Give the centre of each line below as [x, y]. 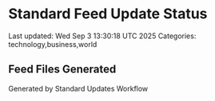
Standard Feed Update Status [108, 14]
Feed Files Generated [62, 70]
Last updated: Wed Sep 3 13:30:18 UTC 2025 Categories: [102, 36]
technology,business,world [53, 44]
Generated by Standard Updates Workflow [78, 88]
